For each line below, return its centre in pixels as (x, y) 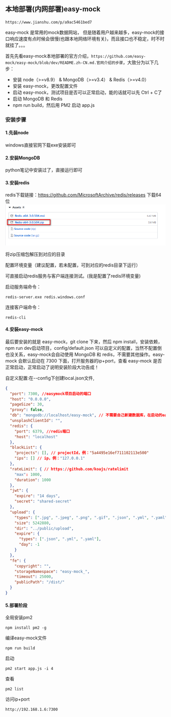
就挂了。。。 (17, 45)
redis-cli (16, 317)
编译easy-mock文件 (26, 638)
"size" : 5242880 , (33, 523)
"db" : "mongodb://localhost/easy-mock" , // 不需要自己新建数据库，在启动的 (86, 415)
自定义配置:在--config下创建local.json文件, (50, 378)
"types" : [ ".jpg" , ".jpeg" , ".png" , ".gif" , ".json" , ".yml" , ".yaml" (91, 517)
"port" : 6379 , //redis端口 (42, 431)
